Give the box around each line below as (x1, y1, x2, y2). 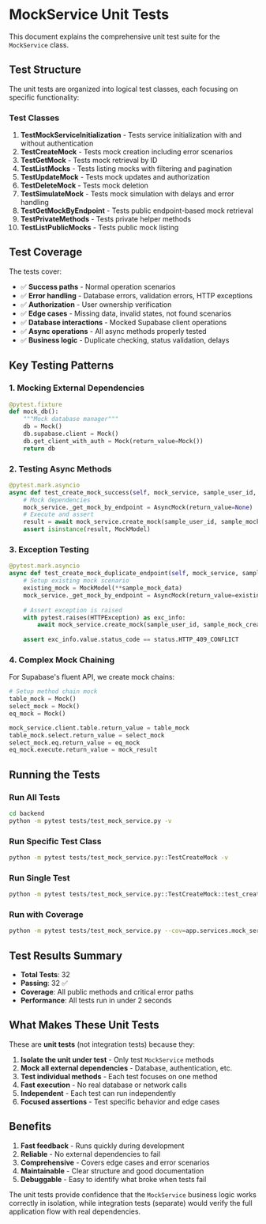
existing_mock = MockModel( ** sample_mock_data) (23, 584, 182, 593)
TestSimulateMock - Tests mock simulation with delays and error (20, 189, 234, 199)
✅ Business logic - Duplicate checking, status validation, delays (20, 335, 230, 345)
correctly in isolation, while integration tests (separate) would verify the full (9, 1198, 253, 1207)
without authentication (20, 138, 94, 148)
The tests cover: (9, 267, 62, 276)
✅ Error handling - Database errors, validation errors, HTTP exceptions (20, 290, 253, 300)
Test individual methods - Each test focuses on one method (20, 1071, 218, 1081)
